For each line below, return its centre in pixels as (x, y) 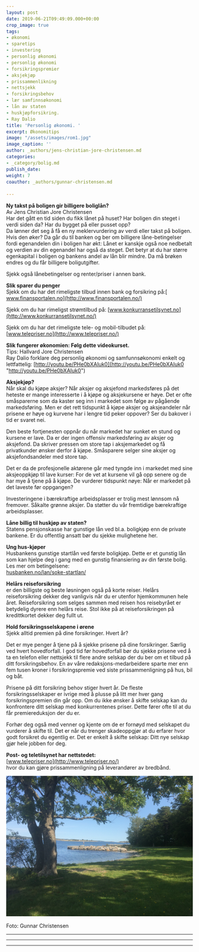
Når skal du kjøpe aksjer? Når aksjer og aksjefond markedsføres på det (93, 389)
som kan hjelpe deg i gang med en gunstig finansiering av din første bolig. (97, 560)
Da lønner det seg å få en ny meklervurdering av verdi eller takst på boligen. (99, 231)
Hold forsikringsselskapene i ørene (50, 627)
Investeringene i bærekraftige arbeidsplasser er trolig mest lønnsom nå (93, 499)
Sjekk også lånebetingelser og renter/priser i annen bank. (76, 274)
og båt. (15, 676)
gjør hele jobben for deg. (36, 743)
